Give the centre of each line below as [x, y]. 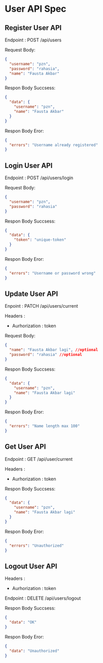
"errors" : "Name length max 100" [45, 426]
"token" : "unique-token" [40, 240]
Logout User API [31, 566]
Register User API [33, 28]
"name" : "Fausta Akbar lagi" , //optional [54, 350]
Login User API [29, 166]
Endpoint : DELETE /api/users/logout [43, 598]
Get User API [25, 447]
